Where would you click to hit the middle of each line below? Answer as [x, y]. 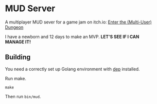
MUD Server [30, 9]
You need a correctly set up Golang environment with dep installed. [72, 69]
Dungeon [14, 27]
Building [18, 57]
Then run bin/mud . [23, 96]
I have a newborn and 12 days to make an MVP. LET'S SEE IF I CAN [72, 37]
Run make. [16, 78]
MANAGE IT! [18, 42]
